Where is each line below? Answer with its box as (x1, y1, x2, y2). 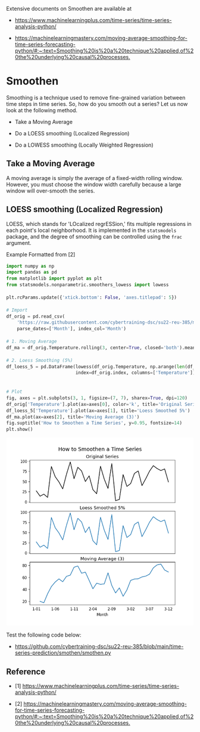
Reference (6, 666, 46, 677)
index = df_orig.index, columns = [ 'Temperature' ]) (75, 370, 196, 376)
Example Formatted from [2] (6, 250, 76, 258)
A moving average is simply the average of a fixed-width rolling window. (6, 174, 183, 181)
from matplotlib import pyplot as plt (6, 275, 102, 282)
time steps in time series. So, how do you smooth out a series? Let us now (6, 100, 188, 107)
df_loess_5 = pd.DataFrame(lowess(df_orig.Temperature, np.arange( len (6, 364, 185, 370)
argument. (6, 239, 32, 246)
